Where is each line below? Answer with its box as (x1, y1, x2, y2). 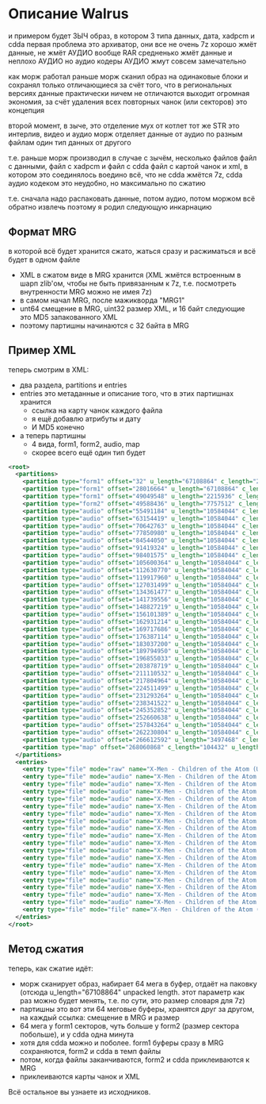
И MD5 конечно (31, 422, 85, 432)
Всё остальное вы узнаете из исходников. (8, 1087, 151, 1096)
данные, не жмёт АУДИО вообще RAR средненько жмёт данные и (8, 48, 233, 57)
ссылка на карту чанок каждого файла (31, 406, 163, 415)
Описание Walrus (8, 5, 129, 23)
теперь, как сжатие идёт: (8, 964, 93, 973)
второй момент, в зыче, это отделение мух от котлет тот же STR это (8, 121, 240, 130)
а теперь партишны (19, 430, 86, 440)
